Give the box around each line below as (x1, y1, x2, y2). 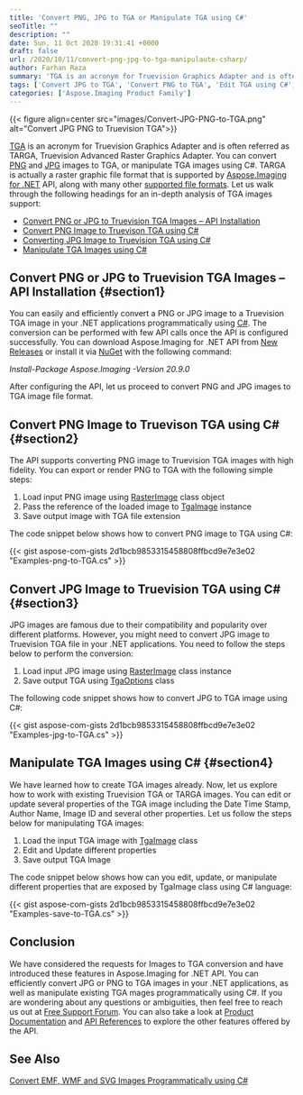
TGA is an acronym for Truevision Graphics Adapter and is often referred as (9, 141, 290, 151)
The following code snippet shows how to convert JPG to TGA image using (9, 692, 289, 703)
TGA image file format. (9, 391, 94, 402)
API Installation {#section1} (9, 284, 166, 299)
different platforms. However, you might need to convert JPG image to (9, 628, 271, 640)
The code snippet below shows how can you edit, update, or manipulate (9, 871, 278, 882)
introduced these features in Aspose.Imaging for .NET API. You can (9, 968, 259, 979)
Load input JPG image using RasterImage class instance (22, 665, 232, 676)
